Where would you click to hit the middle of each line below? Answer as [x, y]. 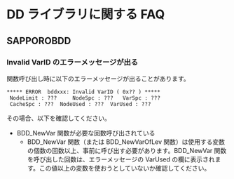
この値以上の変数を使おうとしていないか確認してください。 [125, 168]
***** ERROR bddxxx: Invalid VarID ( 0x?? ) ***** [83, 92]
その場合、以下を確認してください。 [59, 118]
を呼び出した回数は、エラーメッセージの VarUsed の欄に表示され [121, 159]
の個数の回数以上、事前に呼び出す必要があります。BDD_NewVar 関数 [127, 150]
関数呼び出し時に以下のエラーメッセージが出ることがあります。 [98, 79]
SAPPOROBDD [39, 40]
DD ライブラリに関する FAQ [86, 14]
